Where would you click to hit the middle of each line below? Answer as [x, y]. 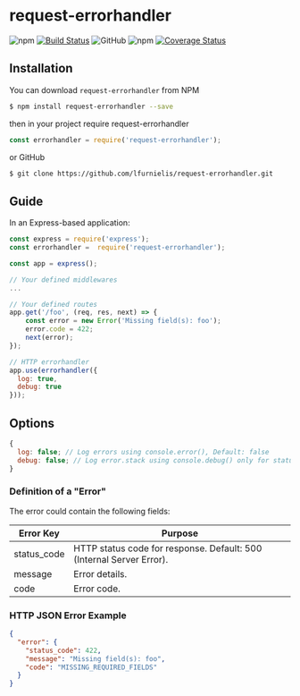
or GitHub [27, 157]
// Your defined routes [54, 304]
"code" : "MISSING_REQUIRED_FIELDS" [92, 667]
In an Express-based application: [70, 223]
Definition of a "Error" [58, 491]
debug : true [40, 387]
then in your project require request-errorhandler [99, 123]
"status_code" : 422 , [63, 650]
